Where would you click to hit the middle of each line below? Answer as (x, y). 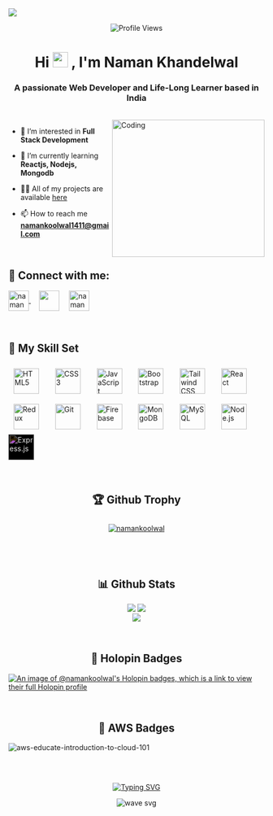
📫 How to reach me (54, 214)
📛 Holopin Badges (136, 659)
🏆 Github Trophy (136, 500)
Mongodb (37, 173)
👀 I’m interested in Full (57, 131)
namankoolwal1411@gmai (65, 225)
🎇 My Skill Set (44, 348)
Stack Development (54, 140)
